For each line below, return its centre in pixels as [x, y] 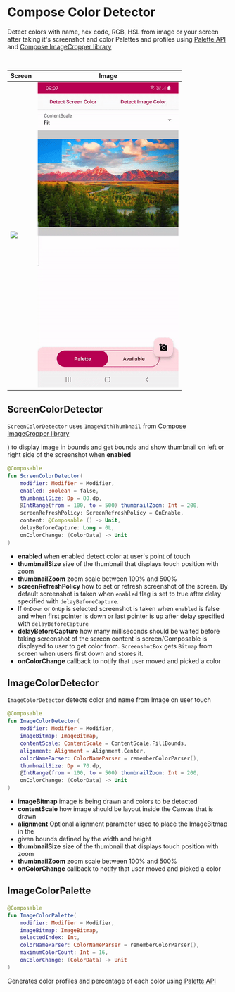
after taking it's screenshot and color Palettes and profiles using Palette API [117, 39]
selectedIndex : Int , [50, 938]
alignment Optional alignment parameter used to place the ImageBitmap [122, 824]
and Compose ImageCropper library [59, 46]
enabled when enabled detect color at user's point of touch [104, 556]
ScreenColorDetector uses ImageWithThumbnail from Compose [97, 426]
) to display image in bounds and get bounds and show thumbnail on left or [116, 447]
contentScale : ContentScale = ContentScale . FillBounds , [104, 743]
